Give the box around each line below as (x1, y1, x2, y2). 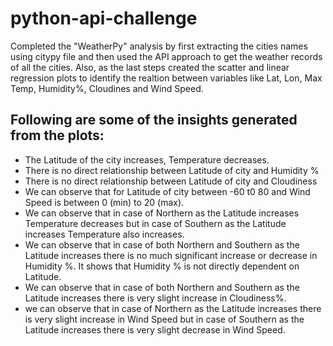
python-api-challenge (10, 7, 198, 30)
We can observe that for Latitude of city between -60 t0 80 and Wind (24, 185, 311, 197)
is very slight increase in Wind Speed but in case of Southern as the (24, 313, 305, 325)
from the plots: (10, 127, 105, 144)
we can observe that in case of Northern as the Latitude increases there (24, 302, 322, 314)
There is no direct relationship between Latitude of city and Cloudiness (24, 175, 318, 187)
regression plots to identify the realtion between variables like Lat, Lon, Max (10, 72, 323, 84)
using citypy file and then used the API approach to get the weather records (10, 50, 323, 62)
